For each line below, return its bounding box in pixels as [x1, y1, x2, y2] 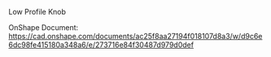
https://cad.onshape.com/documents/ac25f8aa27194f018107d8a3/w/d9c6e [8, 32, 263, 41]
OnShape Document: [8, 23, 79, 32]
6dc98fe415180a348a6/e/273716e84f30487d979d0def [8, 40, 194, 50]
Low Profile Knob [8, 7, 67, 16]
